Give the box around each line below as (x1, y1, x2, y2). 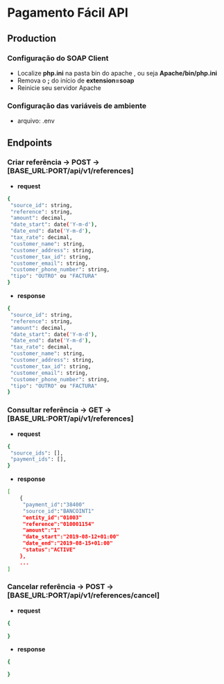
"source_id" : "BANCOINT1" (22, 507, 95, 514)
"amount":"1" (22, 527, 60, 534)
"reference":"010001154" (22, 520, 95, 527)
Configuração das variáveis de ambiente (7, 100, 147, 110)
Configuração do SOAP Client (7, 53, 109, 63)
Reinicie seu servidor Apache (17, 83, 102, 91)
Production (7, 33, 57, 44)
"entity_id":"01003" (22, 514, 82, 521)
